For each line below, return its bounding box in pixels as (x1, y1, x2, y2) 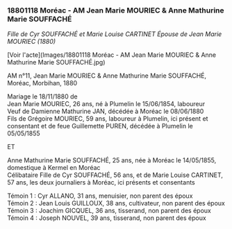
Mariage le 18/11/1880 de (7, 92, 78, 101)
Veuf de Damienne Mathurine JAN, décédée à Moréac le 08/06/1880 (7, 107, 204, 116)
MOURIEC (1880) (7, 37, 56, 46)
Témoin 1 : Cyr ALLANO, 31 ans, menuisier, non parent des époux (7, 192, 193, 200)
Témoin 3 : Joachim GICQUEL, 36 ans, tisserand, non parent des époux (7, 207, 212, 215)
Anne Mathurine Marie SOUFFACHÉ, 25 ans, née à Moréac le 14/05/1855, (7, 156, 217, 164)
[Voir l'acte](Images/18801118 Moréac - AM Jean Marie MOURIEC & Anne (7, 51, 217, 59)
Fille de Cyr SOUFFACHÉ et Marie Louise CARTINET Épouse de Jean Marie (7, 30, 222, 38)
